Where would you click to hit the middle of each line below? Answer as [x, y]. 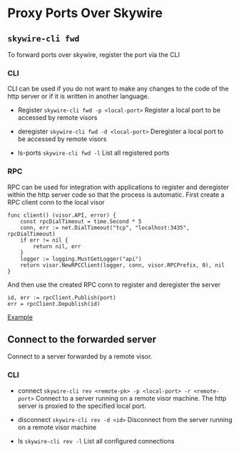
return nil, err [57, 246]
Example [20, 317]
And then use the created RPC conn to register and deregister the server [114, 284]
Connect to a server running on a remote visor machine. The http [131, 398]
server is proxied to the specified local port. [82, 406]
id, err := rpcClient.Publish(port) [62, 297]
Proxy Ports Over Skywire [85, 13]
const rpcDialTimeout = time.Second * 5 [81, 221]
